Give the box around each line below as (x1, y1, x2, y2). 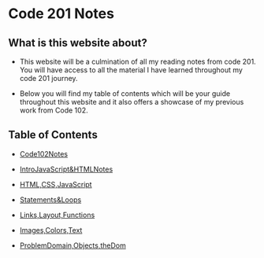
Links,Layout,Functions (19, 210, 95, 219)
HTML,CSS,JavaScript (19, 179, 92, 189)
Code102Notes (19, 149, 69, 158)
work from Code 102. (19, 105, 88, 115)
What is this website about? (8, 36, 147, 50)
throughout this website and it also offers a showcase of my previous (19, 98, 244, 106)
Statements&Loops (19, 194, 82, 205)
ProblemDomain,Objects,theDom (19, 241, 126, 250)
